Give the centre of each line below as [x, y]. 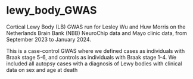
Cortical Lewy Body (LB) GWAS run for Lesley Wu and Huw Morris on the [96, 27]
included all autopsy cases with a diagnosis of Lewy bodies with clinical [94, 64]
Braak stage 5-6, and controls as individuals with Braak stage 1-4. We [91, 57]
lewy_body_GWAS [52, 10]
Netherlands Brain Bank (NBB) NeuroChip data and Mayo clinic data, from [97, 33]
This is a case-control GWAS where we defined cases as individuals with [96, 50]
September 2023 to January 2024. [49, 39]
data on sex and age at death [42, 69]
